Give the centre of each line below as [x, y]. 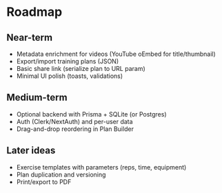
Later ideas [31, 151]
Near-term [30, 38]
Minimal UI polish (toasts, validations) [70, 76]
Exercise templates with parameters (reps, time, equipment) [101, 167]
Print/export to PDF [44, 182]
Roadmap [34, 12]
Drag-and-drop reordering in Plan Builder [75, 129]
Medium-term [37, 98]
